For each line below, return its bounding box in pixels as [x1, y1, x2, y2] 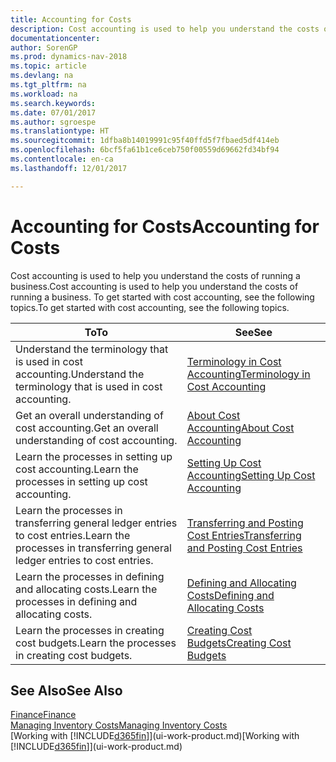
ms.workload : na [10, 89, 78, 99]
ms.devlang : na [10, 71, 74, 81]
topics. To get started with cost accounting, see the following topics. [10, 301, 290, 313]
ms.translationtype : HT [10, 126, 110, 136]
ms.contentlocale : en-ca [10, 154, 114, 164]
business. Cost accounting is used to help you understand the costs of [10, 280, 299, 292]
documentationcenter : [10, 33, 101, 43]
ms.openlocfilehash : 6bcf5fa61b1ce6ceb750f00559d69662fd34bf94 [10, 145, 280, 155]
